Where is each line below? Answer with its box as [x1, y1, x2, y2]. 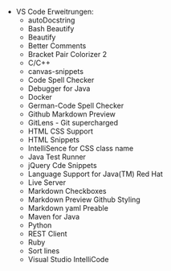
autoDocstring [27, 15, 75, 25]
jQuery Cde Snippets [27, 161, 98, 170]
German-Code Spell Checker [27, 101, 124, 110]
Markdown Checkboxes [27, 187, 107, 195]
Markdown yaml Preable [27, 203, 108, 212]
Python [27, 220, 52, 230]
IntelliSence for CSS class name [27, 144, 134, 153]
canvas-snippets [27, 67, 84, 76]
